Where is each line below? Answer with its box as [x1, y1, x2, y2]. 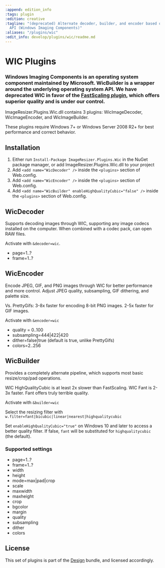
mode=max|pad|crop [12, 477, 55, 483]
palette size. [5, 293, 30, 299]
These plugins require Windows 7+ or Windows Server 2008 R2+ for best [5, 124, 154, 130]
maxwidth [12, 488, 33, 494]
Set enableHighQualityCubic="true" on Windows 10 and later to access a [5, 423, 152, 429]
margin [12, 509, 27, 515]
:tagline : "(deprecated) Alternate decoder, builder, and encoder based [5, 21, 157, 26]
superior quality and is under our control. [5, 98, 106, 105]
